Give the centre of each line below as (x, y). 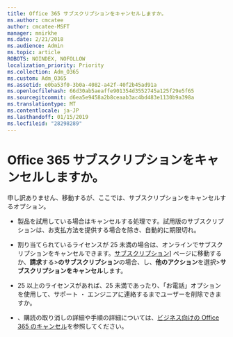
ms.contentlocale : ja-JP (43, 110)
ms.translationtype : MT (42, 104)
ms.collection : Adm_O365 (43, 72)
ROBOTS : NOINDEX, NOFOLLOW (46, 59)
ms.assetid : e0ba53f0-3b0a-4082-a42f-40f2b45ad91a (82, 85)
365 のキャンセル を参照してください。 (72, 327)
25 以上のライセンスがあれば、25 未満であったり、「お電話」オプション (119, 286)
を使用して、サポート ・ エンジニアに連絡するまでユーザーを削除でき (116, 294)
